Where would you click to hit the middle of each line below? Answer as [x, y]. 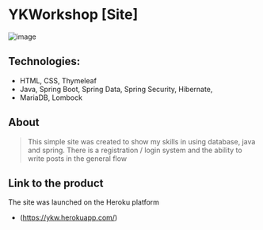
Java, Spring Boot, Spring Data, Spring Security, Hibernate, [116, 89]
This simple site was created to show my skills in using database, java [141, 141]
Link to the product [56, 183]
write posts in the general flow [77, 158]
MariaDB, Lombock [51, 98]
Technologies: [44, 61]
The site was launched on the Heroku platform [84, 202]
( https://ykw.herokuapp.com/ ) [69, 218]
